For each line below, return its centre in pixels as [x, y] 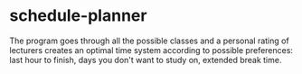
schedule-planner [78, 16]
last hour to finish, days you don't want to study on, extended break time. [146, 60]
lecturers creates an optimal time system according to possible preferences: [151, 50]
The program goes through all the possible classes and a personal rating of [149, 41]
